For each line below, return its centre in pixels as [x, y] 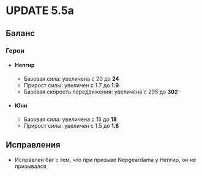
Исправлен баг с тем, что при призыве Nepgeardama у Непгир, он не [105, 159]
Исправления [33, 145]
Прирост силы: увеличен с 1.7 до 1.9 [71, 85]
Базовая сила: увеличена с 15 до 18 [70, 119]
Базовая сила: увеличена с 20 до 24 [72, 79]
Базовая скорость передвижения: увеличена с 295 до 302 [101, 92]
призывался [30, 166]
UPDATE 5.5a [40, 11]
